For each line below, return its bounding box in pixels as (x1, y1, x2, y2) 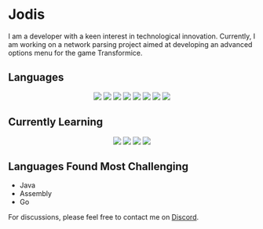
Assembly (19, 189, 53, 198)
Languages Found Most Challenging (8, 159, 189, 173)
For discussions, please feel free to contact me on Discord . (8, 213, 199, 222)
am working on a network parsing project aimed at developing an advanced (8, 39, 253, 49)
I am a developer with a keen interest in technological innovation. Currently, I (8, 31, 256, 41)
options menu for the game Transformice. (8, 48, 143, 57)
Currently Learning (8, 115, 104, 129)
